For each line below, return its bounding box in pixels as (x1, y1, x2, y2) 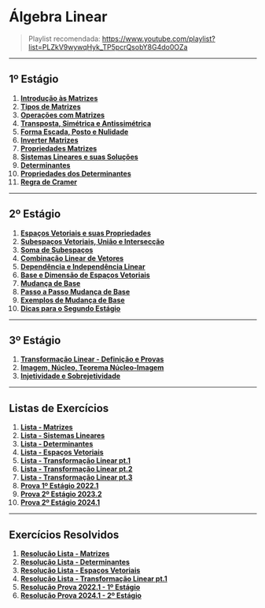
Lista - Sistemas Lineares (20, 431, 105, 440)
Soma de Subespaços (20, 245, 94, 254)
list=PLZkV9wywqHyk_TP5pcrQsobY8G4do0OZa (28, 42, 188, 51)
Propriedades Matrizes (20, 143, 98, 153)
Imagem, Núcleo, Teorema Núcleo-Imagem (20, 363, 164, 373)
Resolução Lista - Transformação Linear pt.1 (20, 574, 167, 583)
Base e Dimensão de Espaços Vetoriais (20, 270, 150, 280)
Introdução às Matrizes (20, 93, 98, 102)
